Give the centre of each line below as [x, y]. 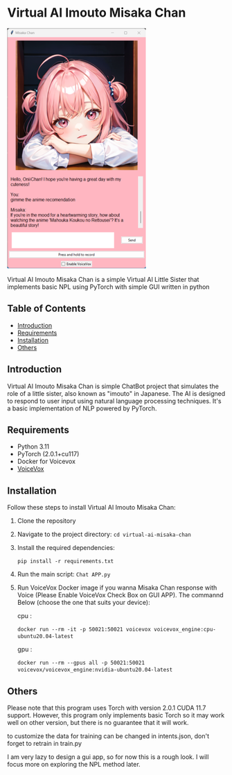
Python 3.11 [33, 447]
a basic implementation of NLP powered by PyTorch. [82, 408]
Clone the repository [46, 521]
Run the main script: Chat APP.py [64, 574]
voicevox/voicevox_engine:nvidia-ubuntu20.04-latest [95, 670]
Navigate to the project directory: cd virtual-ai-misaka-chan [104, 534]
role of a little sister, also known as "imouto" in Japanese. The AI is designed [116, 393]
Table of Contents [47, 309]
